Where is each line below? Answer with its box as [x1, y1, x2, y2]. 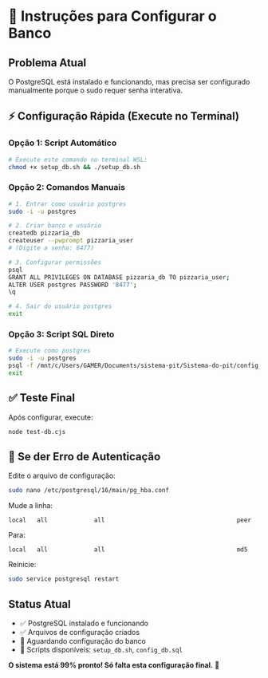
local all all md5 [8, 546, 248, 554]
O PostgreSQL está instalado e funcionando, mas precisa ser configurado [8, 77, 250, 86]
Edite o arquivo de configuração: [8, 471, 116, 481]
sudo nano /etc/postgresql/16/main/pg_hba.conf [8, 487, 170, 495]
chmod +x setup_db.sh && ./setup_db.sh [8, 163, 141, 171]
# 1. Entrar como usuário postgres [8, 199, 127, 208]
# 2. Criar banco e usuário [8, 222, 102, 230]
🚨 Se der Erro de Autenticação [8, 450, 161, 463]
